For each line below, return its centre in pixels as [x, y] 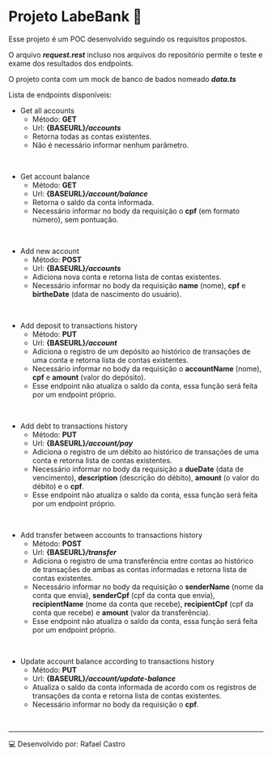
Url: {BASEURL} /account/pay [83, 443]
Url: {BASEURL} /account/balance [90, 193]
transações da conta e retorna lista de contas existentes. [127, 695]
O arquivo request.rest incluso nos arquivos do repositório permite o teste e [136, 54]
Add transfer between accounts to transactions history [111, 535]
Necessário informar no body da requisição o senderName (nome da [148, 587]
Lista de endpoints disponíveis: [60, 95]
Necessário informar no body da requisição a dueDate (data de [138, 469]
